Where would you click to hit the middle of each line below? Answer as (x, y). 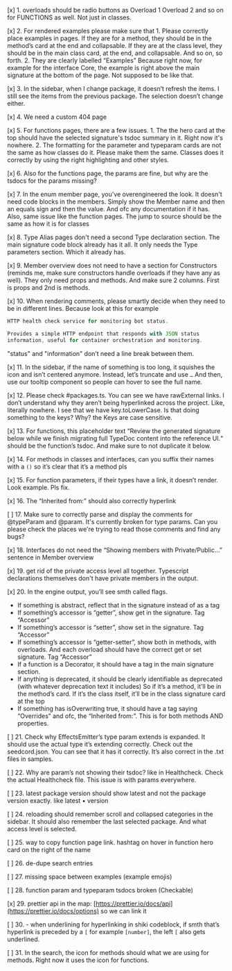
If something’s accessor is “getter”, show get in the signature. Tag (111, 612)
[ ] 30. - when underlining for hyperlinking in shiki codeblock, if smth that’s (114, 924)
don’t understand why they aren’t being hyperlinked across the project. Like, (116, 402)
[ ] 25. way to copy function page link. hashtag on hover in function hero (110, 842)
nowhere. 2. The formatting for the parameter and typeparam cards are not (114, 145)
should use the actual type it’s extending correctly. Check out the (100, 744)
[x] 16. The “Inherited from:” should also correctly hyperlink (92, 500)
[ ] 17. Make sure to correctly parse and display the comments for (100, 514)
